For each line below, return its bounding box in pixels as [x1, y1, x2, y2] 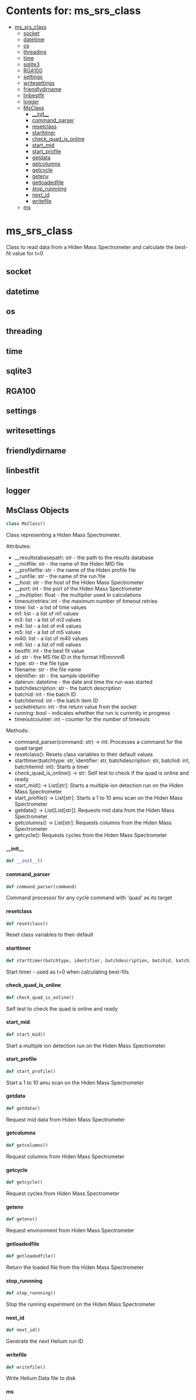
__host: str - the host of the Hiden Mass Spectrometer [14, 579, 144, 586]
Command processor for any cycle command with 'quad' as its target [6, 894, 173, 902]
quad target [14, 745, 43, 752]
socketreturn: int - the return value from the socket [14, 703, 137, 710]
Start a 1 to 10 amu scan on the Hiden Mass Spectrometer [6, 1079, 144, 1086]
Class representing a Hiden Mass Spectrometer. [6, 531, 121, 539]
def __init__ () [6, 858, 43, 864]
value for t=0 [12, 250, 44, 257]
